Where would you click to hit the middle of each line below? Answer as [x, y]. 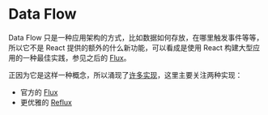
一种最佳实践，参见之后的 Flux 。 [77, 57]
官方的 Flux [39, 92]
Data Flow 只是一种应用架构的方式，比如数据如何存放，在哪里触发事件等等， [136, 37]
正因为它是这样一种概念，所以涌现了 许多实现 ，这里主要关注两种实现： [125, 75]
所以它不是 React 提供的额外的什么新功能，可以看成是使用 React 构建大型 [131, 47]
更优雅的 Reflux [46, 102]
